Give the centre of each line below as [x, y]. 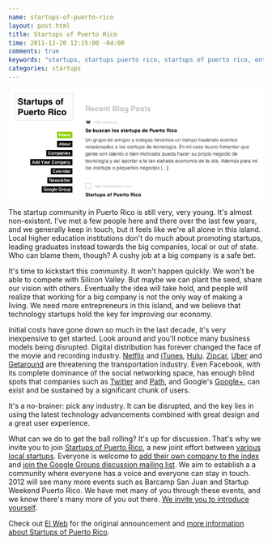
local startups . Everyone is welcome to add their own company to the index [134, 456]
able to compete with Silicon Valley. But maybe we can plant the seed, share [136, 280]
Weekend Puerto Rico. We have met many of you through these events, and [134, 491]
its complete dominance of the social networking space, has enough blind [132, 373]
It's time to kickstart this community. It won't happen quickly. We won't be [132, 271]
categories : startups [45, 69]
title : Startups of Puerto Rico [63, 34]
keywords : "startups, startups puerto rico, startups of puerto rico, [130, 60]
